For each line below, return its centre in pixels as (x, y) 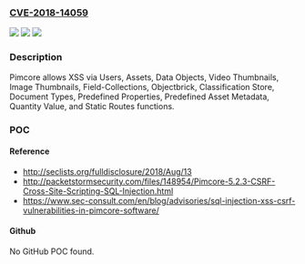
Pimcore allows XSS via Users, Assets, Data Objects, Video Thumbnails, (144, 77)
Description (36, 57)
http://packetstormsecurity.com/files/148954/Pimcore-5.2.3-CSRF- (149, 181)
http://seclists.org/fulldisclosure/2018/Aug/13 (107, 171)
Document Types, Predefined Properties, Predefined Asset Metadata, (140, 96)
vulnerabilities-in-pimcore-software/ (91, 210)
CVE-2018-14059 (49, 13)
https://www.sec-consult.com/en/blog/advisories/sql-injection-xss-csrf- (159, 200)
